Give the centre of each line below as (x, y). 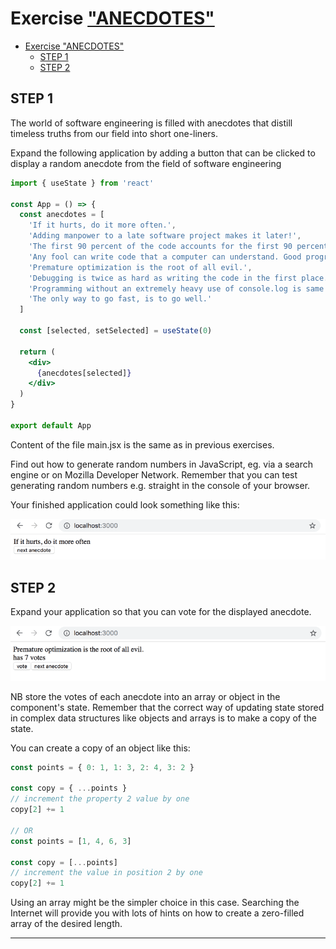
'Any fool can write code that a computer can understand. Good (165, 257)
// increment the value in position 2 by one (106, 873)
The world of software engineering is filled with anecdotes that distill (151, 123)
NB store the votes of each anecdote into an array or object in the (145, 696)
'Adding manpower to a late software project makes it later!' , (165, 236)
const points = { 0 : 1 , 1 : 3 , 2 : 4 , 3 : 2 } (102, 767)
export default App (51, 425)
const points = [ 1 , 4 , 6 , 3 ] (71, 841)
